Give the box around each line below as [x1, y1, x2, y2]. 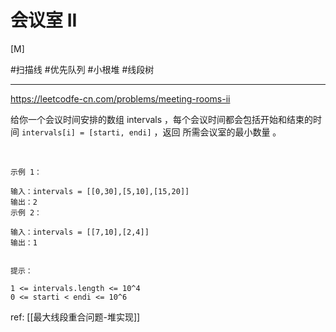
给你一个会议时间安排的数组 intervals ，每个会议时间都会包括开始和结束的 [10, 113, 314, 125]
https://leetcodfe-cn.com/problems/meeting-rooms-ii [10, 92, 231, 105]
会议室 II [10, 9, 78, 32]
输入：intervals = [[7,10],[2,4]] [10, 227, 150, 237]
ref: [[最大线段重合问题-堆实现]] [10, 311, 141, 323]
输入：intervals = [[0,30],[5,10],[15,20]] [10, 186, 190, 196]
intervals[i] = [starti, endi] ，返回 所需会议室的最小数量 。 [21, 126, 282, 138]
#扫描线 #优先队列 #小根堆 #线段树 [10, 63, 155, 75]
